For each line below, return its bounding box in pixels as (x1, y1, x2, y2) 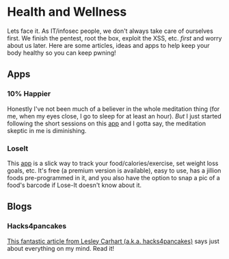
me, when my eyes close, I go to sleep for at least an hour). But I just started (7, 112, 222, 120)
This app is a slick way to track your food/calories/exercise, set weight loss (7, 159, 219, 167)
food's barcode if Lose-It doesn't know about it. (7, 181, 142, 189)
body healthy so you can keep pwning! (7, 49, 116, 57)
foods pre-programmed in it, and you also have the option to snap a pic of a (7, 173, 220, 182)
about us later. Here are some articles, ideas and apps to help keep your (7, 41, 210, 49)
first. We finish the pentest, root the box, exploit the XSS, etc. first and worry (7, 34, 222, 42)
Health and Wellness (7, 4, 127, 20)
